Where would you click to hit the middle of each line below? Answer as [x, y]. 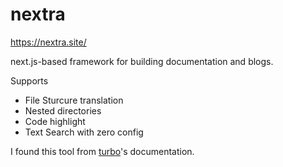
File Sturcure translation [74, 100]
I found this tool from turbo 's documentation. [102, 151]
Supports [29, 80]
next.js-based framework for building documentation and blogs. [142, 61]
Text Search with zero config [84, 132]
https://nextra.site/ [48, 42]
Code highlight [55, 121]
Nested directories [63, 110]
